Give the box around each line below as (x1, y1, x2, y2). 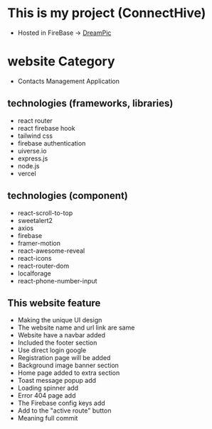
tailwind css (17, 131, 53, 140)
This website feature (7, 297, 101, 309)
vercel (17, 169, 37, 178)
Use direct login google (17, 346, 87, 354)
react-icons (17, 254, 52, 262)
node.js (17, 161, 41, 170)
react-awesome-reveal (17, 246, 85, 255)
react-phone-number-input (17, 276, 97, 285)
